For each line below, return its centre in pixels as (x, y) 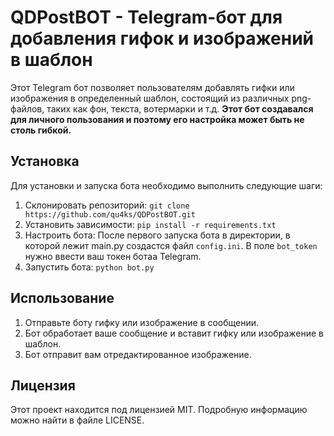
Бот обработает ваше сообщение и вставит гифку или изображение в (174, 333)
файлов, (27, 108)
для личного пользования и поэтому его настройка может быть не (157, 119)
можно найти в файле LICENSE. (77, 420)
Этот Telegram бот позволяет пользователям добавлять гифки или (152, 87)
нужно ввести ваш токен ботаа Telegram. (113, 256)
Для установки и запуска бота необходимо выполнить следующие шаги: (166, 185)
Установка (45, 161)
